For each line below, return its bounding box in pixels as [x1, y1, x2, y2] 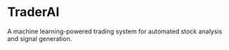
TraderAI [7, 4, 60, 20]
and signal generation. [7, 34, 73, 42]
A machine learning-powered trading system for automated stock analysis [7, 27, 223, 35]
